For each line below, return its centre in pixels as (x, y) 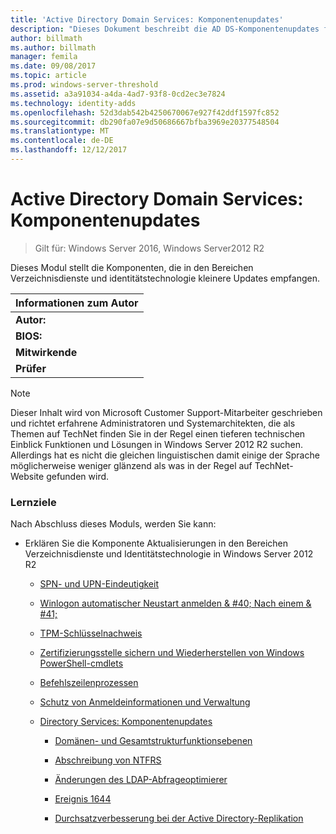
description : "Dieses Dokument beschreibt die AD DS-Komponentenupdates (165, 29)
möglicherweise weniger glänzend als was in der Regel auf (131, 465)
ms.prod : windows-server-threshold (84, 85)
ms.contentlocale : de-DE (62, 141)
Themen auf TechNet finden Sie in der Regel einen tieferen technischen (158, 433)
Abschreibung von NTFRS (108, 760)
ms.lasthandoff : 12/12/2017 (69, 150)
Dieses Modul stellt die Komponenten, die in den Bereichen (132, 267)
